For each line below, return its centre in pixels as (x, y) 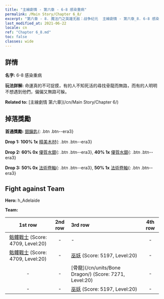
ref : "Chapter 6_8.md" (28, 32)
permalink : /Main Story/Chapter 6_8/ (43, 14)
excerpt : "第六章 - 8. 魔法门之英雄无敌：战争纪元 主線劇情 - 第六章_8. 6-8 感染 (82, 19)
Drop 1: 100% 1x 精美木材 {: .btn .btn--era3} (49, 142)
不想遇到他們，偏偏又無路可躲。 (37, 91)
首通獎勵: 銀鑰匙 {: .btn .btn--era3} (40, 131)
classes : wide (20, 42)
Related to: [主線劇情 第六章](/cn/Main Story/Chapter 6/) (62, 102)
